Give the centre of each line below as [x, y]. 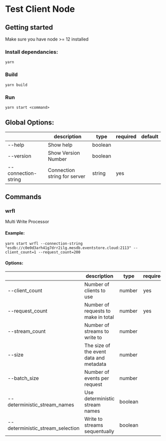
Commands [23, 197]
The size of [97, 345]
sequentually [99, 431]
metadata [95, 364]
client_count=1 [21, 252]
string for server [66, 176]
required [126, 136]
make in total [99, 317]
